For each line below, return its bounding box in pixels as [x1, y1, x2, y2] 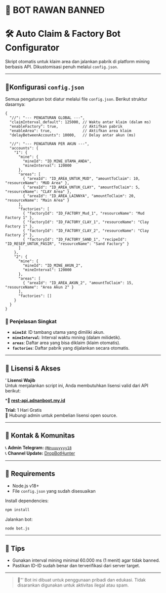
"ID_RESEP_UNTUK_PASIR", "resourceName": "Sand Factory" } [5, 241, 129, 246]
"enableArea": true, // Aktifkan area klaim [9, 128, 132, 133]
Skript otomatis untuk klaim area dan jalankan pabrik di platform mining [5, 59, 150, 65]
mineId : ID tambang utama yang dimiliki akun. [12, 329, 105, 335]
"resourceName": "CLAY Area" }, [5, 189, 72, 194]
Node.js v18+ [12, 483, 40, 489]
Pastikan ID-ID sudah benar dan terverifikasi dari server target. [12, 563, 140, 569]
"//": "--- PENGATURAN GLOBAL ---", [9, 115, 85, 120]
